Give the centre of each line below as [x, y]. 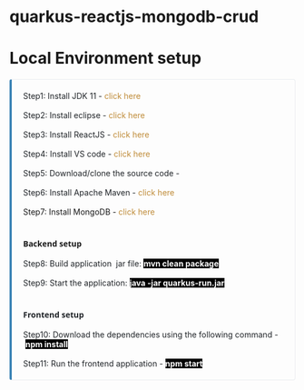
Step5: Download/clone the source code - [101, 174]
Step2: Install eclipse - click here [84, 115]
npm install [46, 345]
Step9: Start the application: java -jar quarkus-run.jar [124, 283]
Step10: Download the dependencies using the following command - [151, 335]
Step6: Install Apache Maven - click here [99, 193]
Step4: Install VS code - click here [87, 154]
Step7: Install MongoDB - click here [89, 212]
